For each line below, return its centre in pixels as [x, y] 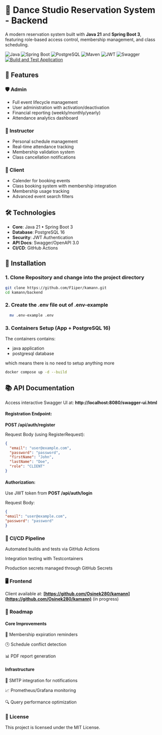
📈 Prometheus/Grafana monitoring [41, 690]
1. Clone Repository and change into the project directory [75, 278]
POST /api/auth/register [30, 425]
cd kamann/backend [24, 292]
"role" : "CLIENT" [27, 466]
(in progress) [106, 599]
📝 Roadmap [19, 612]
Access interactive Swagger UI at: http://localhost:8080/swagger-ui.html [81, 403]
